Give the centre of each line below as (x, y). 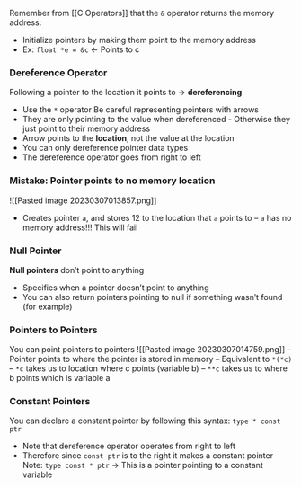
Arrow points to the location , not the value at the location (128, 138)
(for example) (47, 306)
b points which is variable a (60, 378)
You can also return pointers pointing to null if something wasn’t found (152, 297)
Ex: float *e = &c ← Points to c (81, 49)
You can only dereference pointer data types (105, 148)
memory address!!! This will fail (80, 227)
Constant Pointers (50, 402)
